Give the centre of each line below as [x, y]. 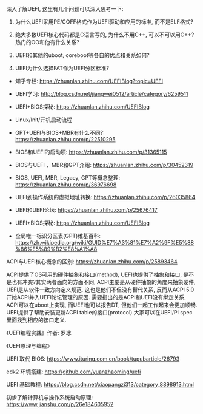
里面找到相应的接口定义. [36, 320]
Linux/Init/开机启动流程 [44, 120]
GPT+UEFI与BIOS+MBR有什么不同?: [60, 133]
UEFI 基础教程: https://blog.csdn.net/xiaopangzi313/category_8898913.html [100, 385]
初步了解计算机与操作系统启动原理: [50, 397]
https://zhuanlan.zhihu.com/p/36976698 [66, 185]
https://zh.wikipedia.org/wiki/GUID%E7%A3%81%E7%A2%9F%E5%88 [105, 243]
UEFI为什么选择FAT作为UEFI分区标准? [62, 68]
